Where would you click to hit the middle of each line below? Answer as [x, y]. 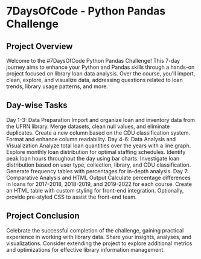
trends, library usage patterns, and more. [57, 86]
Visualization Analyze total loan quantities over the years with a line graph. [99, 145]
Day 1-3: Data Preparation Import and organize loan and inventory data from [101, 120]
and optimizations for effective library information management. [85, 249]
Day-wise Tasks [37, 105]
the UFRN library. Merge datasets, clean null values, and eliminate [88, 126]
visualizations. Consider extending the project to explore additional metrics [99, 243]
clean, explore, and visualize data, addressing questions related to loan [94, 80]
